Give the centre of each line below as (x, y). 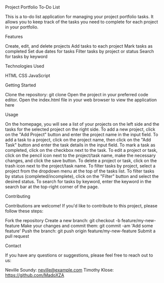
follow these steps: (24, 211)
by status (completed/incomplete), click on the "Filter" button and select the (82, 176)
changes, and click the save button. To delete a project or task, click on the (81, 161)
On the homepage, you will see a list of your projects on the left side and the (82, 124)
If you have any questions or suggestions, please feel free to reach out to (79, 255)
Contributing (18, 196)
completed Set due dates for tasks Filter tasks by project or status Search (80, 51)
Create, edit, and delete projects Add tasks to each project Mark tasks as (79, 46)
